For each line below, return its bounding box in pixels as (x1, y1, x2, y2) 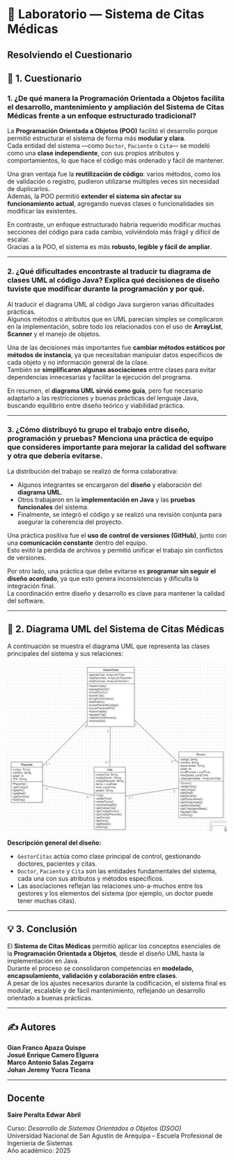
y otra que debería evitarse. (7, 451, 103, 461)
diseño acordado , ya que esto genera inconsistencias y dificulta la (7, 574, 199, 582)
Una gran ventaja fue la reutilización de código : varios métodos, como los (7, 170, 221, 179)
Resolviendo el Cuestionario (7, 49, 132, 61)
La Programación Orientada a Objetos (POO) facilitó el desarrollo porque (7, 127, 218, 135)
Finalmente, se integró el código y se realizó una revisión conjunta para (17, 510, 222, 518)
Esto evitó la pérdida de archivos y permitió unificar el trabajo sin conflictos (7, 545, 224, 554)
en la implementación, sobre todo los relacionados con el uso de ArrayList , (7, 322, 224, 331)
